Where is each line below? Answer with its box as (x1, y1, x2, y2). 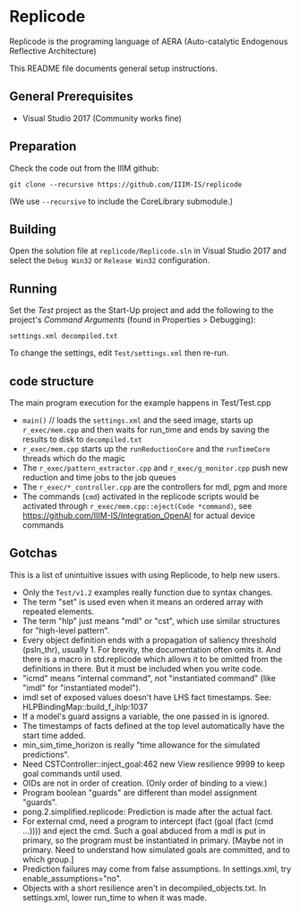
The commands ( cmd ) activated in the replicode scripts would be (21, 491, 260, 502)
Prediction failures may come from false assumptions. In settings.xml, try (21, 864, 292, 874)
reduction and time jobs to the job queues (21, 472, 176, 482)
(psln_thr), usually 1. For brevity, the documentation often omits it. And (21, 644, 281, 654)
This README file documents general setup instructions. (9, 63, 218, 74)
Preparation (9, 139, 77, 154)
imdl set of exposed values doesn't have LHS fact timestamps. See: (21, 691, 271, 702)
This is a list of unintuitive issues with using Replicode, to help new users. (9, 569, 280, 580)
